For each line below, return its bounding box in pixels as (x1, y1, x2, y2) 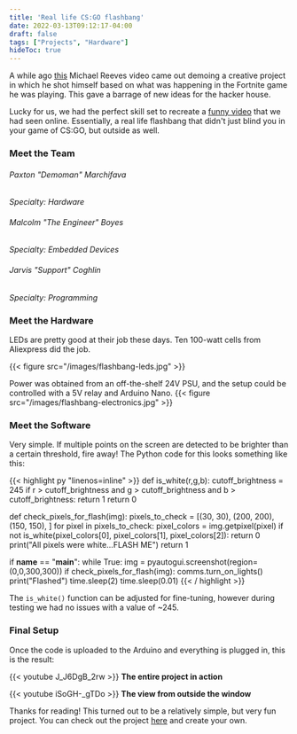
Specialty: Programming (9, 292, 98, 302)
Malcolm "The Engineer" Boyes (9, 216, 124, 227)
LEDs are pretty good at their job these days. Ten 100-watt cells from (9, 334, 262, 345)
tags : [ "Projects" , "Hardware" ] (9, 37, 129, 47)
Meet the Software (9, 418, 91, 431)
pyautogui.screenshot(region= (147, 557, 259, 567)
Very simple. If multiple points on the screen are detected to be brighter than (9, 440, 289, 450)
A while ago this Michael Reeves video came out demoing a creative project (9, 70, 286, 81)
